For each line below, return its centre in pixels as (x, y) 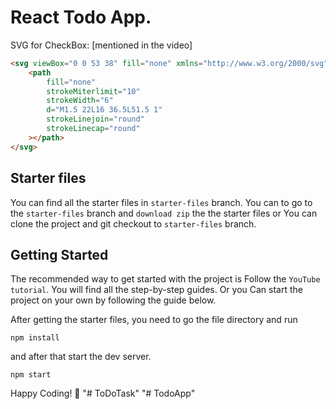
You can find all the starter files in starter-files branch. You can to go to (161, 202)
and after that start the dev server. (81, 357)
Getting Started (59, 254)
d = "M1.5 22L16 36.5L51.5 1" (104, 110)
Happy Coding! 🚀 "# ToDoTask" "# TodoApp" (103, 393)
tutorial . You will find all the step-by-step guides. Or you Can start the (157, 290)
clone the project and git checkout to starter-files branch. (133, 223)
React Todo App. (81, 17)
